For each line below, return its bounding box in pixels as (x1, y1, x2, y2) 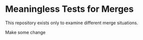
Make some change (5, 29, 46, 35)
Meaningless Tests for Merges (5, 3, 134, 15)
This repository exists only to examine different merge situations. (5, 20, 139, 26)
